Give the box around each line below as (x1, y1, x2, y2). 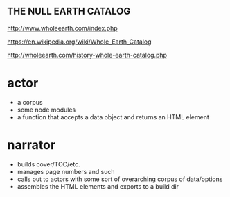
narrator (7, 137, 56, 153)
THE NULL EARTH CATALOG (7, 6, 131, 17)
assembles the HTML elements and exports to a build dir (17, 182, 179, 190)
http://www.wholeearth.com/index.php (7, 24, 118, 32)
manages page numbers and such (17, 167, 116, 175)
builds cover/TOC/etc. (17, 160, 81, 169)
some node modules (17, 105, 76, 114)
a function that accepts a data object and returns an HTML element (17, 112, 210, 121)
